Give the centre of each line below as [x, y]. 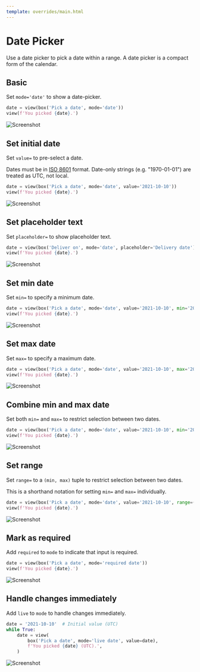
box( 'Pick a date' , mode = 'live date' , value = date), [93, 640]
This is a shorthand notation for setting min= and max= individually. [86, 491]
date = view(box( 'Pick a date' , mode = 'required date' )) [77, 563]
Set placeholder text [45, 222]
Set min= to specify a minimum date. [50, 298]
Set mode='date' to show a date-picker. [54, 97]
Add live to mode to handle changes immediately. [66, 613]
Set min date [30, 283]
